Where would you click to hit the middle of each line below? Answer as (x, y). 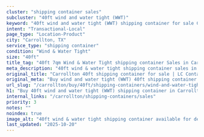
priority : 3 (21, 102)
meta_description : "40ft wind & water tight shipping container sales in (102, 68)
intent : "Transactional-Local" (46, 29)
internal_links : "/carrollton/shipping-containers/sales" (81, 96)
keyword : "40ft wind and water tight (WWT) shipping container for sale (100, 23)
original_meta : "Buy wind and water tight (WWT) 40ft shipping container (102, 79)
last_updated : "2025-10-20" (42, 125)
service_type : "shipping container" (53, 46)
